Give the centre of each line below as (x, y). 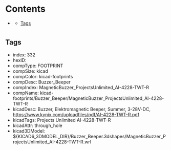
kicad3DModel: (29, 131)
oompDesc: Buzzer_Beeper (41, 82)
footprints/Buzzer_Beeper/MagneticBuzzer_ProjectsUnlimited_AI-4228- (88, 98)
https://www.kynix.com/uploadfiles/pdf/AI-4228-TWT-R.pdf (76, 114)
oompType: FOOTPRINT (38, 66)
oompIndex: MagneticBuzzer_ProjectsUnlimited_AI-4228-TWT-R (81, 87)
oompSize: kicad (30, 71)
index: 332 (24, 55)
